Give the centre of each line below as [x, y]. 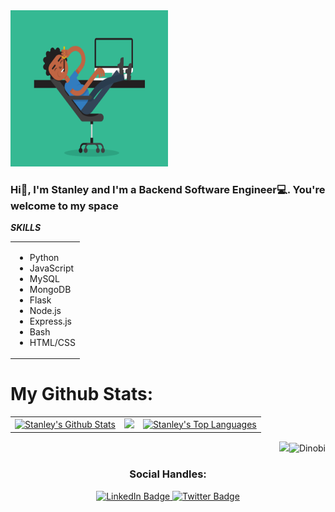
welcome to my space [64, 206]
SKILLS [26, 228]
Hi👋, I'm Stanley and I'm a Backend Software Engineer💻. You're [168, 189]
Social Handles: [168, 474]
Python [44, 257]
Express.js [50, 321]
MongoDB [50, 289]
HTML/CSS [53, 342]
